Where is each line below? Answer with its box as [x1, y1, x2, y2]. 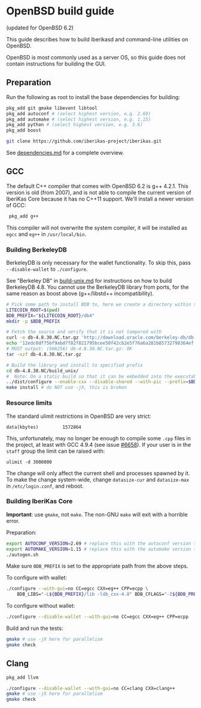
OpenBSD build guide [6, 4, 115, 18]
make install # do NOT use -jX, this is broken [6, 384, 127, 391]
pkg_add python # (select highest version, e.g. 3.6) [6, 122, 144, 128]
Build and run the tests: [6, 625, 63, 632]
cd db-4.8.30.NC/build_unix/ [6, 368, 79, 374]
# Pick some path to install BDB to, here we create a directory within [6, 301, 191, 307]
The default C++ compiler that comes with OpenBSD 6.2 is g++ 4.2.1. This [6, 182, 188, 190]
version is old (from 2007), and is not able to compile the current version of [6, 189, 191, 196]
